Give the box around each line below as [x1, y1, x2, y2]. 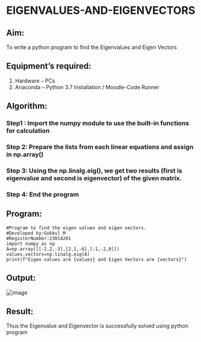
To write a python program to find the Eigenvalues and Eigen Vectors [6, 43, 178, 51]
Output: [6, 273, 36, 283]
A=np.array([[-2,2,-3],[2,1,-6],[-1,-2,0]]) [6, 245, 120, 252]
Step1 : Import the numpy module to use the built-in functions [6, 119, 190, 127]
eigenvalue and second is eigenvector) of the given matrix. [6, 174, 182, 182]
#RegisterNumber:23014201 [6, 235, 71, 241]
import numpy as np [6, 241, 55, 247]
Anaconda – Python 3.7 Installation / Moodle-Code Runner [14, 83, 159, 90]
